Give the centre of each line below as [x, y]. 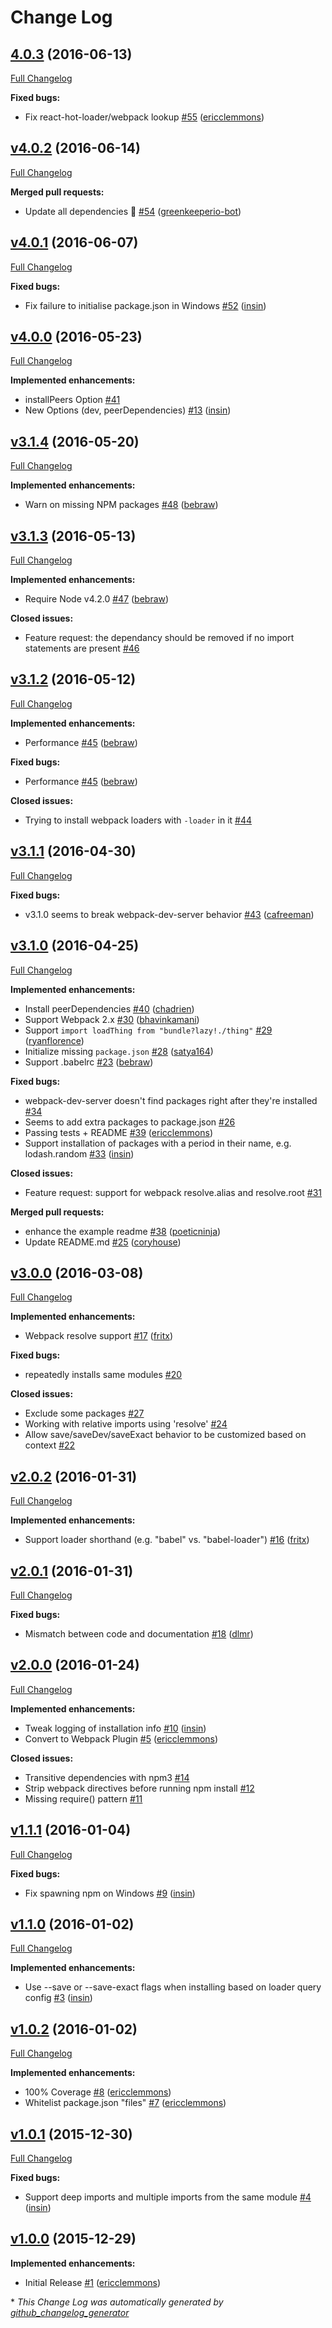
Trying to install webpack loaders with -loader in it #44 [138, 820]
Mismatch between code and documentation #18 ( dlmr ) [139, 1633]
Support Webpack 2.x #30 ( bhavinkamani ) [112, 1019]
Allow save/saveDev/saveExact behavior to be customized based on [165, 1435]
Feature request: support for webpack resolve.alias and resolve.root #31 [173, 1192]
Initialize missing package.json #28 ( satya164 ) [119, 1051]
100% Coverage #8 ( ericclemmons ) [98, 2092]
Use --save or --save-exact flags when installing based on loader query [173, 1987]
